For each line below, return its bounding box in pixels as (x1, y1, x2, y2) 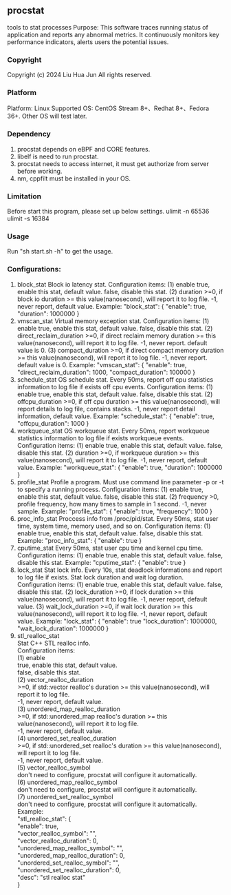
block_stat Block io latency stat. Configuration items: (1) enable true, (16, 280, 210, 288)
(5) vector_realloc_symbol (16, 763, 91, 772)
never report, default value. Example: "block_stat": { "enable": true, (16, 302, 207, 310)
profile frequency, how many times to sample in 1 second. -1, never (16, 500, 207, 508)
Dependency (7, 130, 52, 139)
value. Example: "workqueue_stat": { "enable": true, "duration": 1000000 (16, 463, 223, 471)
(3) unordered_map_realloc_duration (16, 705, 120, 713)
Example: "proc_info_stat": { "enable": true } (16, 536, 142, 544)
